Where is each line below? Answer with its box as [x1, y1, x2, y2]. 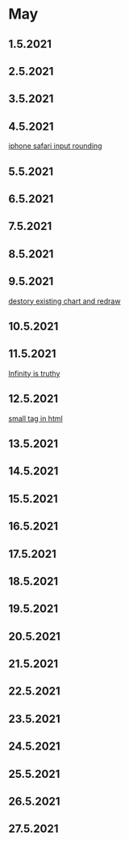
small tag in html [8, 414, 63, 423]
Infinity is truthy [8, 368, 60, 378]
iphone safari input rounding [8, 141, 102, 151]
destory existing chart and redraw [8, 296, 121, 306]
